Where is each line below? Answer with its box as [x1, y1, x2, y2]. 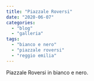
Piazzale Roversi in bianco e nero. [6, 69, 89, 76]
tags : [6, 36, 20, 42]
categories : [6, 20, 35, 25]
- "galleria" [11, 31, 44, 37]
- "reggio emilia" [11, 53, 57, 59]
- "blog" [11, 25, 33, 31]
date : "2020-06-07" [6, 14, 54, 20]
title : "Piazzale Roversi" [6, 8, 73, 15]
